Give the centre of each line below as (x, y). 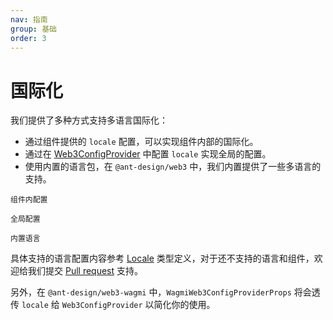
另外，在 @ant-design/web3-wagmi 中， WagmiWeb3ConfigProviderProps (151, 292)
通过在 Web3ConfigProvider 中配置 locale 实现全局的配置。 (148, 154)
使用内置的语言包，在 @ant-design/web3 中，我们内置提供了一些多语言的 (173, 167)
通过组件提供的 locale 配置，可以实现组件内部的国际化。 (141, 142)
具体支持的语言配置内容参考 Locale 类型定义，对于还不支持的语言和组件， (162, 258)
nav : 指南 (29, 19)
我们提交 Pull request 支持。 (85, 271)
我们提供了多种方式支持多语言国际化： (89, 120)
